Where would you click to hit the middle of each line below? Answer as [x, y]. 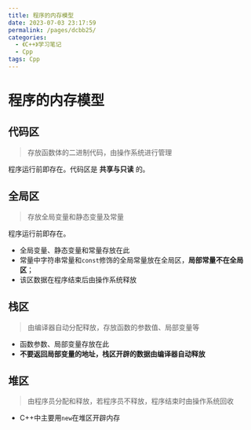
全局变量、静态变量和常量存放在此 [75, 250]
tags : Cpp [24, 60]
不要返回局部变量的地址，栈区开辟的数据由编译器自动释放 [112, 354]
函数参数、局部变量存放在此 [64, 344]
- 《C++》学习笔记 [38, 45]
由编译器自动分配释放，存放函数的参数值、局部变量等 [113, 327]
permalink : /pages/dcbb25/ [52, 30]
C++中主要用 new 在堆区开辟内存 [70, 418]
